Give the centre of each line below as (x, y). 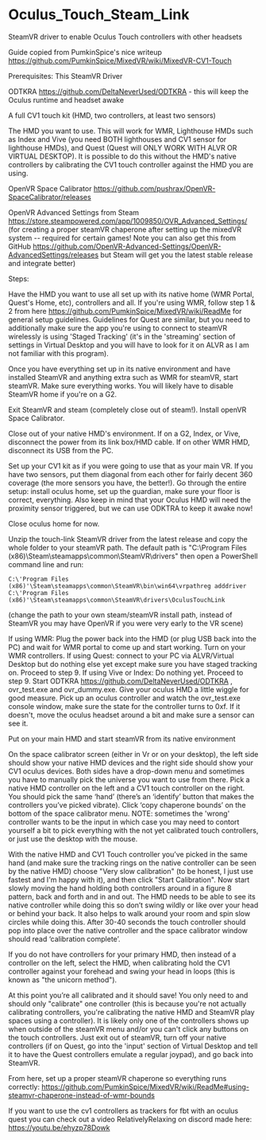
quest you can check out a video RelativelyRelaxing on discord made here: (130, 1119)
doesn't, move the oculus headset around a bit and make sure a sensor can (131, 715)
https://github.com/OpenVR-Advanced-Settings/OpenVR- (127, 246)
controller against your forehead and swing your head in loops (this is (122, 971)
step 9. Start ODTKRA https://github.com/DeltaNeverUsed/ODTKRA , (120, 681)
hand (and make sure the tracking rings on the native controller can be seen (132, 863)
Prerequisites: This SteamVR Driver (66, 76)
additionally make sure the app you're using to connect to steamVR (118, 327)
